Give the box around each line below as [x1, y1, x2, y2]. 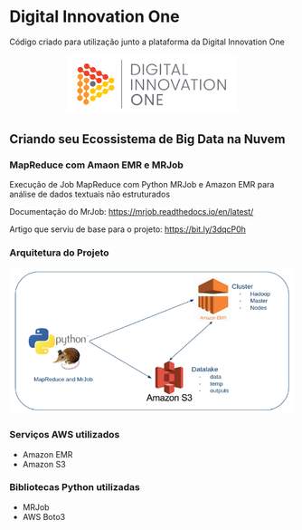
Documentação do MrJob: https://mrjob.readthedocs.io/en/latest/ [9, 207, 254, 217]
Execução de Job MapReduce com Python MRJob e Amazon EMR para [9, 179, 275, 190]
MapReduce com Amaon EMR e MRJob [9, 159, 184, 171]
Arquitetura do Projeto [9, 246, 110, 259]
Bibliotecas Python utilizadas [9, 481, 140, 494]
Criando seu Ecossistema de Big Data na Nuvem [9, 131, 286, 147]
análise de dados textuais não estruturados [9, 188, 170, 200]
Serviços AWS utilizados [9, 429, 120, 441]
